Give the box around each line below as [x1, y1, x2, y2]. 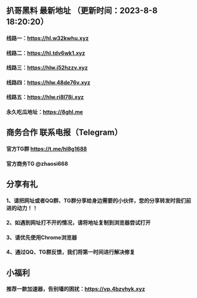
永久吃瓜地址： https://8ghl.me [6, 108, 84, 115]
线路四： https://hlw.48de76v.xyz [6, 79, 91, 86]
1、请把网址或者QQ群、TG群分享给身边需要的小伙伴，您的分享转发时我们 [6, 197, 186, 204]
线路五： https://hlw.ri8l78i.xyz [6, 94, 84, 101]
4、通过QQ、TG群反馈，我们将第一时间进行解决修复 [6, 249, 136, 256]
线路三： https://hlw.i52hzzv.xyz [6, 64, 88, 72]
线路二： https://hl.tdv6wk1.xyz [6, 49, 85, 57]
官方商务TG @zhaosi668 [6, 160, 69, 167]
